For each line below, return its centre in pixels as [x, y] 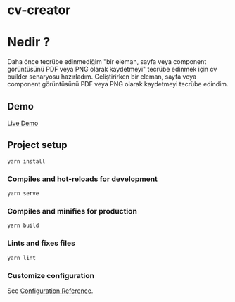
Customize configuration [51, 275]
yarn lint [22, 258]
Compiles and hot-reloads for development [83, 179]
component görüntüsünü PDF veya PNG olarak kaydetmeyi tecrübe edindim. [118, 84]
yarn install [26, 161]
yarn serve [23, 194]
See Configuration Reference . [50, 291]
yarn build [23, 226]
